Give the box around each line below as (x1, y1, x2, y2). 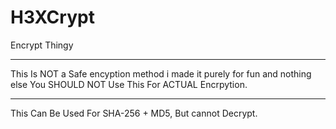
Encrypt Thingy (10, 39, 74, 51)
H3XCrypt (10, 6, 95, 29)
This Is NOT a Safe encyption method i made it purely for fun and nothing (10, 67, 312, 80)
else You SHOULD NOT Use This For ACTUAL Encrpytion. (10, 78, 248, 90)
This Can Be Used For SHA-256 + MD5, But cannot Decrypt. (10, 107, 258, 119)
